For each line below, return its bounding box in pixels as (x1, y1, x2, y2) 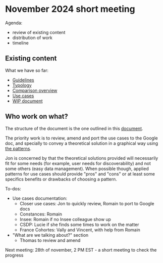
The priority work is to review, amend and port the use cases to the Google (5, 135, 158, 141)
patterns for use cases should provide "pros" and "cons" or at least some (5, 171, 155, 176)
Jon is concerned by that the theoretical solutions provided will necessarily (5, 155, 159, 161)
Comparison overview (12, 88, 58, 93)
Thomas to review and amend (19, 237, 81, 243)
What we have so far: (5, 67, 49, 73)
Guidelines (12, 77, 35, 83)
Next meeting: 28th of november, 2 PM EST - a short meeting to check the (5, 247, 157, 253)
